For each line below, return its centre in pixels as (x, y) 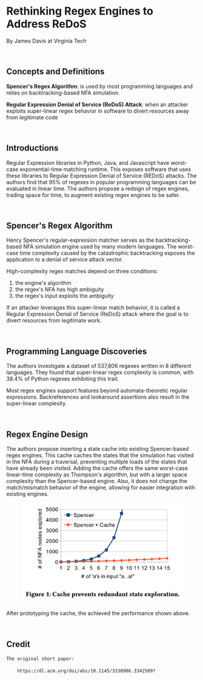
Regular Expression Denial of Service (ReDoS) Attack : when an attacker (98, 104)
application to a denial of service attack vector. (65, 259)
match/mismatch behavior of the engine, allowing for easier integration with (101, 487)
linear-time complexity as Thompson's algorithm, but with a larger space (97, 475)
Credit (18, 644)
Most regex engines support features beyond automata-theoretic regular (97, 391)
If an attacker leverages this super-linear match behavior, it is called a (93, 308)
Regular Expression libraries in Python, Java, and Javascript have (88, 162)
